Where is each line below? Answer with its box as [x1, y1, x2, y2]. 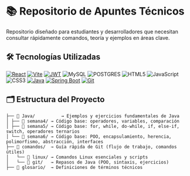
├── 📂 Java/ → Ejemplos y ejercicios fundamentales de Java [6, 113, 180, 119]
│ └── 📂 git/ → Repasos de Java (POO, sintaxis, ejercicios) [6, 159, 169, 165]
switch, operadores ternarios [6, 128, 80, 134]
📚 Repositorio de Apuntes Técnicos [6, 5, 185, 18]
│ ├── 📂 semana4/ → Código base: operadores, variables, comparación [6, 118, 180, 124]
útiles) [6, 149, 25, 155]
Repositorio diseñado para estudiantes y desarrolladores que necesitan [6, 28, 179, 35]
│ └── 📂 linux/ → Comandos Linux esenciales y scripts [6, 154, 148, 160]
